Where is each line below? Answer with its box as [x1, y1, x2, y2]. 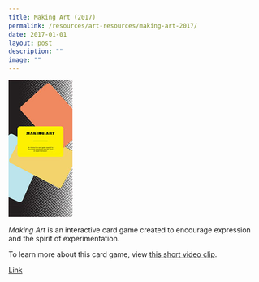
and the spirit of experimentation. [8, 234, 120, 243]
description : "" [8, 47, 63, 56]
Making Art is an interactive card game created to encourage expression [8, 225, 252, 235]
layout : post [8, 39, 53, 47]
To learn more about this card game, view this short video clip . [8, 249, 218, 259]
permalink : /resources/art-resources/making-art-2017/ [8, 21, 198, 30]
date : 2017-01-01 [8, 30, 67, 38]
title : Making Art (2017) [8, 13, 96, 21]
